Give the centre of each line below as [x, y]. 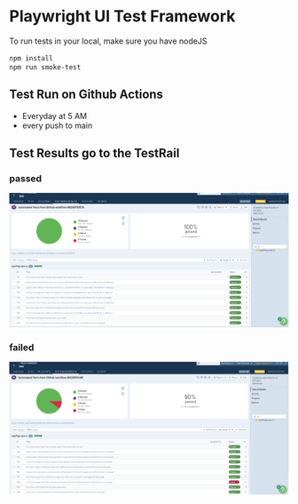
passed [26, 179]
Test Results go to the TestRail [94, 153]
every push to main [57, 125]
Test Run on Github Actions [86, 95]
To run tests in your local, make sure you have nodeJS [108, 41]
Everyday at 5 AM [55, 116]
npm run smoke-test [45, 67]
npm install [31, 58]
